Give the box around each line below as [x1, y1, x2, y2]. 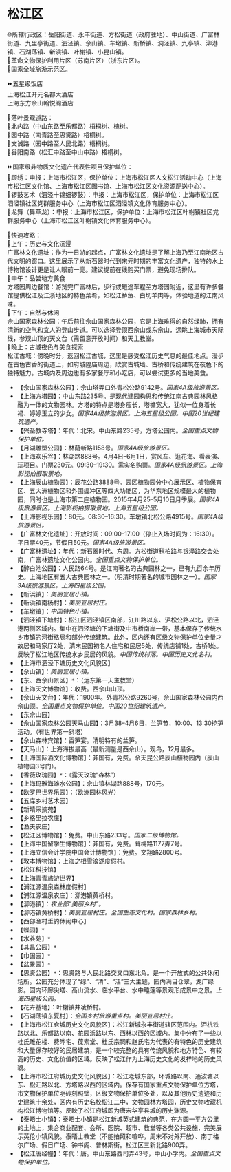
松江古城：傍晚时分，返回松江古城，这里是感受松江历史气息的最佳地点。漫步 [7, 351, 224, 359]
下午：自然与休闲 [11, 308, 60, 317]
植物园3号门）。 [16, 762, 60, 770]
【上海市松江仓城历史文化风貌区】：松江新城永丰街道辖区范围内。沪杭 [16, 1020, 213, 1028]
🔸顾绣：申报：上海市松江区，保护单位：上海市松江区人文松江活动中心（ [7, 173, 210, 181]
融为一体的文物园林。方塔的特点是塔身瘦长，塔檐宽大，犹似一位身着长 [16, 400, 217, 408]
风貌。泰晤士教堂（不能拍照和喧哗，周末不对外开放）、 [47, 1132, 201, 1140]
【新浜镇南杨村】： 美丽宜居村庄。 [16, 598, 111, 607]
